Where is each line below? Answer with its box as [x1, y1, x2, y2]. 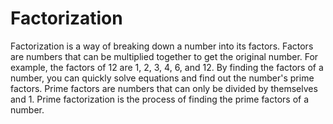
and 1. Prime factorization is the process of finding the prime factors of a [10, 93, 310, 105]
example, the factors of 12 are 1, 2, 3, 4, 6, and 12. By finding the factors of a [10, 61, 324, 73]
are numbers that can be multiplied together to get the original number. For [10, 50, 319, 62]
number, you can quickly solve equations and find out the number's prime [10, 72, 315, 84]
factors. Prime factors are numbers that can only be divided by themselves [10, 82, 318, 94]
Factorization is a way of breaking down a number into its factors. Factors [10, 40, 314, 52]
